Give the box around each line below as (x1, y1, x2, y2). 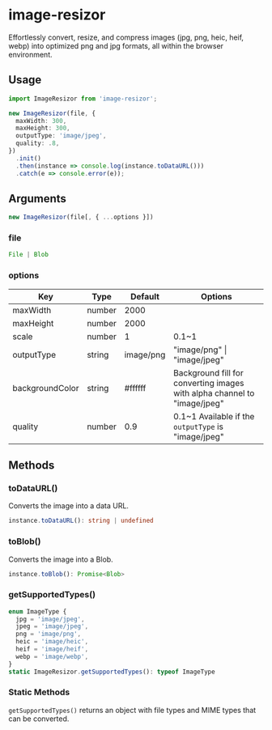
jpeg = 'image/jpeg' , (15, 622, 89, 630)
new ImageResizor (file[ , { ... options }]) (8, 213, 154, 222)
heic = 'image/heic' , (15, 638, 89, 646)
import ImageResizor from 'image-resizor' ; (8, 95, 158, 103)
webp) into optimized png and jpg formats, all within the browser (8, 40, 224, 50)
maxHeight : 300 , (15, 124, 70, 133)
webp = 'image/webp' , (15, 652, 89, 660)
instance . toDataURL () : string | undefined (8, 516, 154, 525)
